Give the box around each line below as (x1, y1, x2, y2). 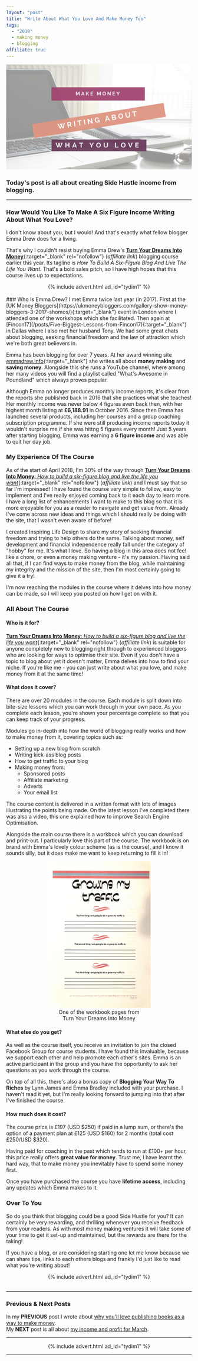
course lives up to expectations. (6, 272, 84, 279)
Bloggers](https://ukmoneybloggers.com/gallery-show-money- (34, 302, 189, 309)
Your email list (23, 789, 58, 796)
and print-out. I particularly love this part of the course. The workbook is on (6, 837, 190, 844)
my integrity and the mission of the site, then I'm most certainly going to (6, 565, 181, 573)
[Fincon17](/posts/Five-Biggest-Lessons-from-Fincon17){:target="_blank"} (6, 321, 187, 328)
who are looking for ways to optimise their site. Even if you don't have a (6, 651, 180, 658)
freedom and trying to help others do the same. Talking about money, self (6, 534, 185, 541)
